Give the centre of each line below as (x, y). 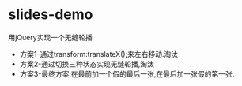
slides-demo (51, 15)
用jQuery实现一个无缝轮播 (50, 37)
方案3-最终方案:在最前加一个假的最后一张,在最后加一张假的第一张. (127, 73)
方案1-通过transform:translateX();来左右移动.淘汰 (99, 54)
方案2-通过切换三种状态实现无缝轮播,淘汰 (87, 64)
